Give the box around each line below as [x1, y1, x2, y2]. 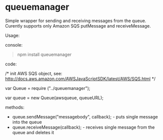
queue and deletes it [12, 129, 54, 135]
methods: [5, 104, 25, 110]
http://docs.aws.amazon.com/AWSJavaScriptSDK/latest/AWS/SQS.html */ [5, 76, 156, 82]
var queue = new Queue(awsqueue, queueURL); [5, 95, 104, 101]
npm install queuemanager [17, 51, 72, 57]
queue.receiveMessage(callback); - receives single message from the [12, 124, 155, 130]
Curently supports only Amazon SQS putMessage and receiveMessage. [5, 23, 151, 28]
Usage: [5, 32, 20, 38]
